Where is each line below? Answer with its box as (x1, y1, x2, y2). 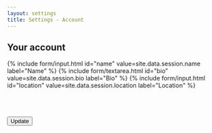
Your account (7, 42, 66, 53)
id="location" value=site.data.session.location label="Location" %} (7, 81, 196, 89)
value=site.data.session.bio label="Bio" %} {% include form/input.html (7, 74, 206, 83)
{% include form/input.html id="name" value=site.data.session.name (7, 59, 200, 68)
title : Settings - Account (7, 16, 84, 23)
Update (10, 117, 29, 125)
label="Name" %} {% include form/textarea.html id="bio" (7, 67, 169, 75)
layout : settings (7, 10, 57, 17)
